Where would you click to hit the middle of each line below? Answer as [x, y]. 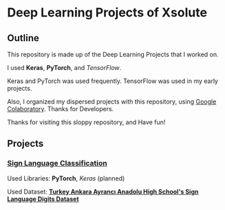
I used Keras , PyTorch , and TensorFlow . [64, 68]
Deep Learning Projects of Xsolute [107, 13]
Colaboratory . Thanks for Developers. [61, 109]
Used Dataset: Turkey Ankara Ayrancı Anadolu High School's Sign [103, 191]
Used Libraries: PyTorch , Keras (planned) [66, 178]
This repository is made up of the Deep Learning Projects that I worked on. [113, 54]
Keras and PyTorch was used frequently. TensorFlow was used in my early [113, 81]
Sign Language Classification [57, 163]
